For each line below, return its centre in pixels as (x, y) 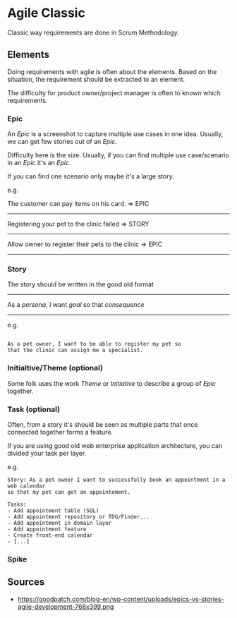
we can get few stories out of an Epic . (62, 142)
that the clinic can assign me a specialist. (75, 351)
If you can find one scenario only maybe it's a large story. (91, 176)
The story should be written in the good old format (80, 284)
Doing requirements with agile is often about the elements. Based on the (112, 71)
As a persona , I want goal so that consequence (76, 305)
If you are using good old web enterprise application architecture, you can (115, 445)
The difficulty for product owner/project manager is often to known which (114, 92)
